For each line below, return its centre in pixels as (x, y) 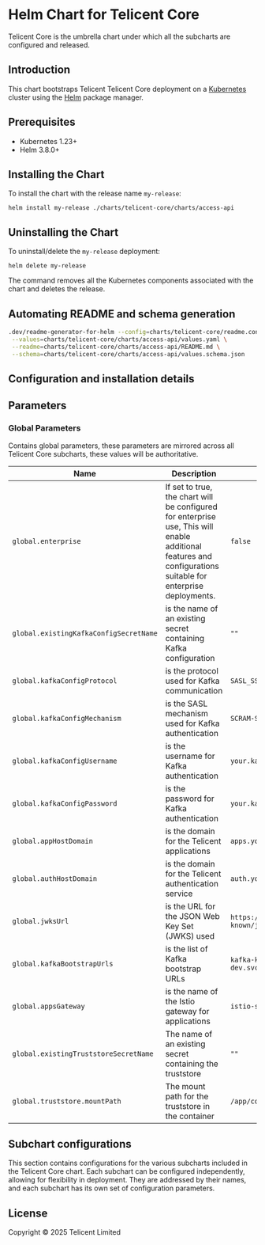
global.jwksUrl (41, 921)
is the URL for (190, 906)
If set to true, (189, 487)
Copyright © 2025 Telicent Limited (64, 1232)
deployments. (190, 595)
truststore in (188, 1106)
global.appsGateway (49, 1006)
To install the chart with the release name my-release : (95, 194)
